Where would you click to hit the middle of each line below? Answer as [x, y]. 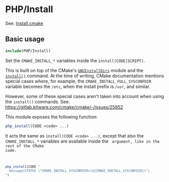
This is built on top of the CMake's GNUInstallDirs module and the [74, 70]
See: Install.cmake [24, 23]
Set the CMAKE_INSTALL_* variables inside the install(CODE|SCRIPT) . [75, 60]
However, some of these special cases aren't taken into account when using [85, 96]
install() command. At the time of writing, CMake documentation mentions [85, 76]
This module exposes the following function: [51, 117]
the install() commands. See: [37, 102]
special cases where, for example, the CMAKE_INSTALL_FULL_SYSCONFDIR [78, 81]
